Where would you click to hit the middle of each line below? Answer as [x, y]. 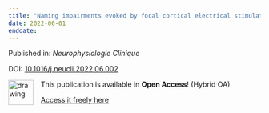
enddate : [23, 30]
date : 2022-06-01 [37, 23]
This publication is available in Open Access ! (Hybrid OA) [135, 84]
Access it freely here [75, 100]
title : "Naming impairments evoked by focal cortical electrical [119, 16]
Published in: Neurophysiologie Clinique [74, 54]
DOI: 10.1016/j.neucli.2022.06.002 [63, 69]
